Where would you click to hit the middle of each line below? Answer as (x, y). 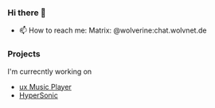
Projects (24, 54)
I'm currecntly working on (50, 71)
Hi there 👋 (27, 13)
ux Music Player (45, 87)
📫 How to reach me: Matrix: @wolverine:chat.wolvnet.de (113, 30)
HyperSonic (39, 95)
